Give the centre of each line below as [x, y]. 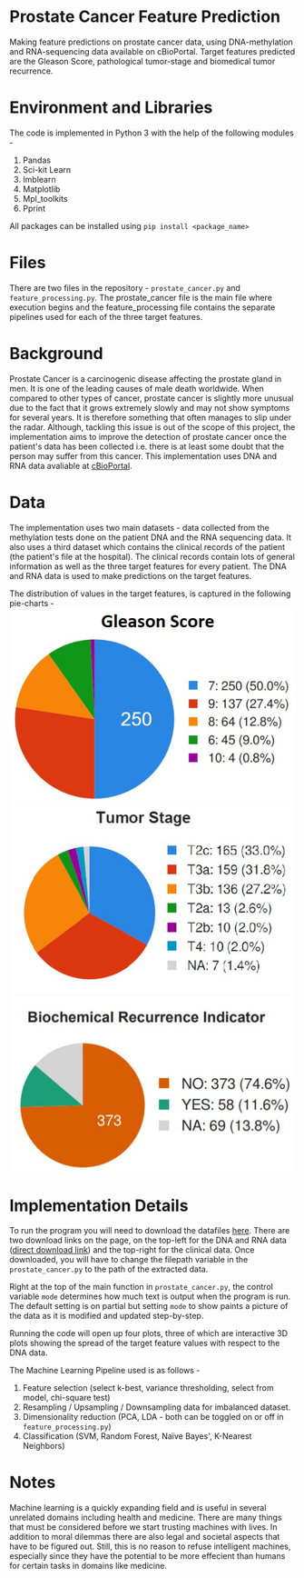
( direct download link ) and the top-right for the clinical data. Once [132, 1250]
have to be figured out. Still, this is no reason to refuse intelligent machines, [150, 1546]
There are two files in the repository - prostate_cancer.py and [125, 287]
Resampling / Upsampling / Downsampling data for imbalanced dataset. [157, 1407]
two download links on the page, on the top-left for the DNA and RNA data [148, 1240]
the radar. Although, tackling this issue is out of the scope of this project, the [152, 427]
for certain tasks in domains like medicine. [88, 1566]
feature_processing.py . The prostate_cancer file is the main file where [141, 297]
